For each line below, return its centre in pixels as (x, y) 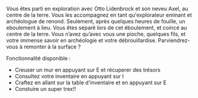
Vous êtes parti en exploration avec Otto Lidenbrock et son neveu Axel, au (97, 9)
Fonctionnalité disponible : (38, 58)
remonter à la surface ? (52, 47)
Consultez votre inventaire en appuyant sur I (69, 76)
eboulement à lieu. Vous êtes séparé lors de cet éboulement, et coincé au (97, 27)
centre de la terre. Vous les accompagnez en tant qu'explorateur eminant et (99, 15)
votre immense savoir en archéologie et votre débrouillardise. (81, 40)
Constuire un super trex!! (45, 89)
